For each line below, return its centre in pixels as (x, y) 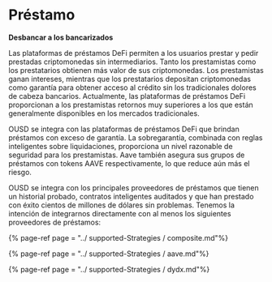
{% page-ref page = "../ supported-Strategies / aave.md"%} (109, 254)
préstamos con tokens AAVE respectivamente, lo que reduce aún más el (129, 163)
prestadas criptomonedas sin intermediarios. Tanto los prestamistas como (132, 62)
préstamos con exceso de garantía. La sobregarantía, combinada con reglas (136, 137)
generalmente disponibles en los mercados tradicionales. (104, 113)
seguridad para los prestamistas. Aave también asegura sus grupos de (127, 155)
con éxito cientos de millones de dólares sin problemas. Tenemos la (122, 205)
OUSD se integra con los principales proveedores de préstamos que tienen (134, 187)
